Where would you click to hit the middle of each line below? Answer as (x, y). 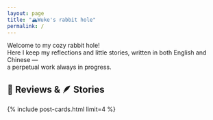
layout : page (26, 13)
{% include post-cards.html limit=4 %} (62, 109)
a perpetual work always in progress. (59, 67)
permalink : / (26, 26)
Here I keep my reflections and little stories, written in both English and (107, 52)
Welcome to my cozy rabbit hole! (54, 46)
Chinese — (23, 60)
